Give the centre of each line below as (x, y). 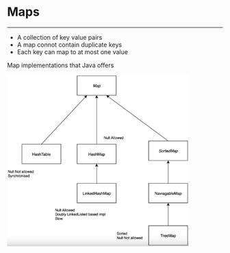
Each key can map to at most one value (73, 51)
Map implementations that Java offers (61, 65)
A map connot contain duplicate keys (69, 45)
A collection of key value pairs (60, 37)
